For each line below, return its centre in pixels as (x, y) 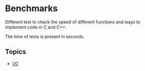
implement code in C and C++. (36, 27)
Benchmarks (31, 9)
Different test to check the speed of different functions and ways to (73, 22)
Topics (16, 52)
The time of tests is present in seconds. (45, 36)
